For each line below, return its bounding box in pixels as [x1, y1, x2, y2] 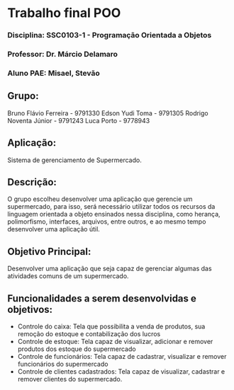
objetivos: [7, 303, 53, 316]
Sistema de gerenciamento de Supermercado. [7, 156, 142, 164]
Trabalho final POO [7, 5, 121, 21]
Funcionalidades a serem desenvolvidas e [7, 292, 197, 304]
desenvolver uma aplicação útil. [7, 225, 101, 234]
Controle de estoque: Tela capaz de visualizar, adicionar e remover [17, 338, 213, 346]
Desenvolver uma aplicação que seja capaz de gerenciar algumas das [7, 264, 212, 273]
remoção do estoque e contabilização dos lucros [17, 330, 161, 338]
